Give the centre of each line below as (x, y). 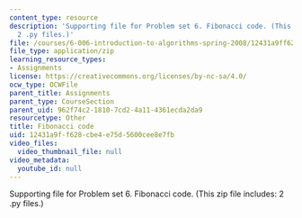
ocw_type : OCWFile (44, 85)
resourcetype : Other (48, 118)
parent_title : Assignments (60, 93)
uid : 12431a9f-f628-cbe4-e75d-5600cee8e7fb (92, 135)
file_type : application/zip (62, 51)
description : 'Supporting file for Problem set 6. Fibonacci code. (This (151, 26)
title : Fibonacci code (52, 127)
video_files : (34, 143)
